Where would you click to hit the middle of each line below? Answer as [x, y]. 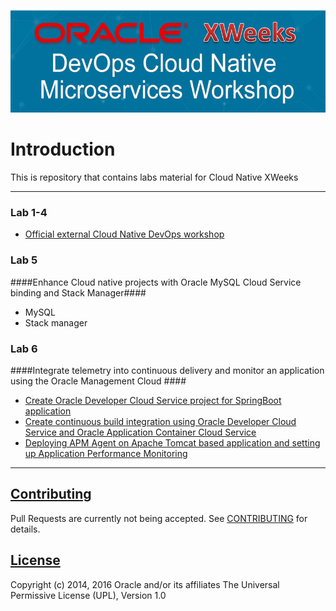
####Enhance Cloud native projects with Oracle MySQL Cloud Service [156, 282]
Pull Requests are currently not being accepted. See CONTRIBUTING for [159, 518]
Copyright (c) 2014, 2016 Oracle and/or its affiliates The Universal [145, 584]
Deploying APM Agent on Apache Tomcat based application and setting [172, 442]
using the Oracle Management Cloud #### [98, 381]
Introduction [63, 149]
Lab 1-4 [29, 212]
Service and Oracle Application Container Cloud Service [140, 432]
